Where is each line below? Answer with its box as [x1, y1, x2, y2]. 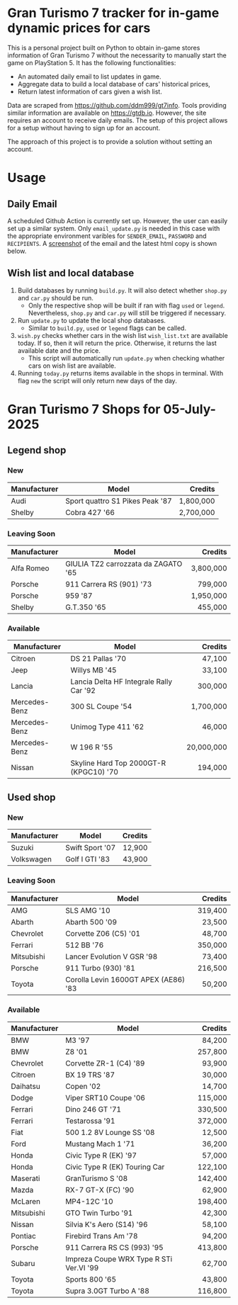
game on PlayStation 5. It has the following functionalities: [7, 58, 176, 67]
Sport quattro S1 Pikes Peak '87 [64, 496, 172, 506]
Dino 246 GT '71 [64, 1104, 122, 1114]
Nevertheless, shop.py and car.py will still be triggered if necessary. [28, 308, 227, 317]
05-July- [163, 401, 216, 417]
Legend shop [7, 444, 67, 456]
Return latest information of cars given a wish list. [17, 87, 163, 96]
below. [7, 247, 27, 255]
